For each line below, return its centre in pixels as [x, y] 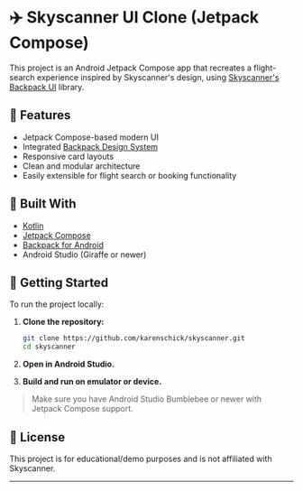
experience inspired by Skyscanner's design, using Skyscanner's [158, 77]
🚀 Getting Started [59, 282]
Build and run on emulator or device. [92, 382]
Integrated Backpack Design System [90, 146]
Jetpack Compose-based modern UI [91, 137]
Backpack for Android [63, 245]
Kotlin [33, 226]
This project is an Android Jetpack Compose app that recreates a [131, 68]
